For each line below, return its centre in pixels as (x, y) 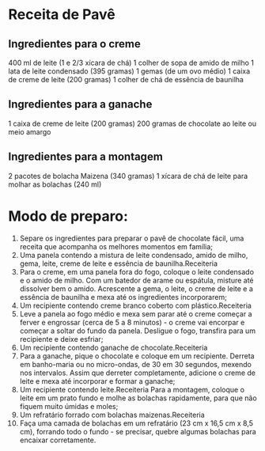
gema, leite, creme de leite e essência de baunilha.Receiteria (119, 263)
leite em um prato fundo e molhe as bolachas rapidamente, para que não (138, 398)
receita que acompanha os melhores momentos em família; (116, 246)
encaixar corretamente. (58, 440)
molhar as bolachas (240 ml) (55, 184)
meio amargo (30, 131)
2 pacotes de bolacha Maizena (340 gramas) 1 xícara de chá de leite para (128, 176)
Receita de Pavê (62, 15)
